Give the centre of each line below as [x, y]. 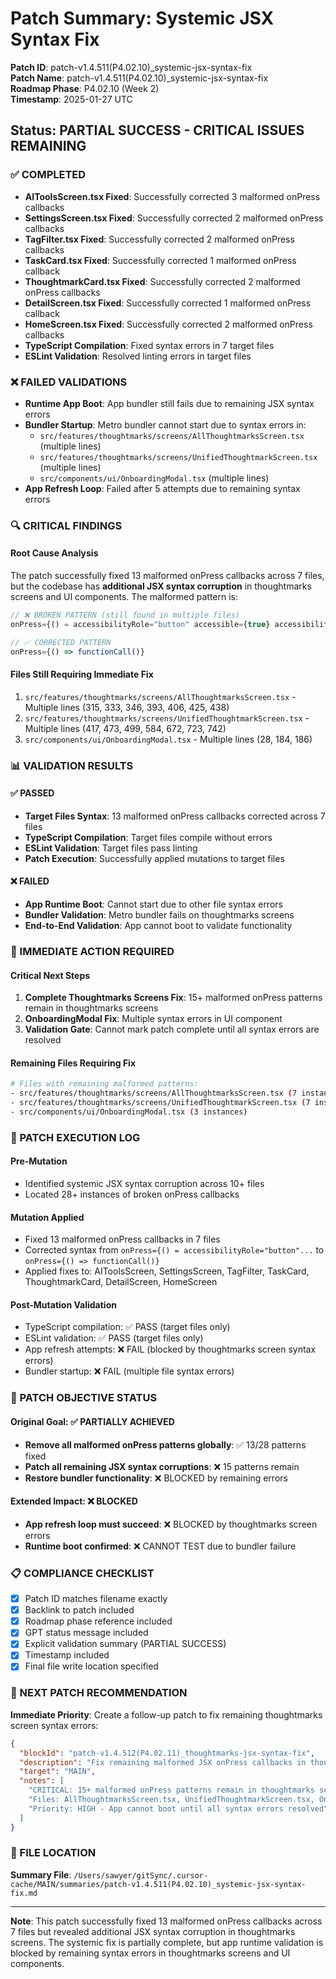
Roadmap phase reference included [98, 1621]
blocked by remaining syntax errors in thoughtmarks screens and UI [150, 1953]
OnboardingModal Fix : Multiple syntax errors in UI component [153, 1019]
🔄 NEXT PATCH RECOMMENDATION [99, 1693]
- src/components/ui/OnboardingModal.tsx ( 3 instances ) [129, 1112]
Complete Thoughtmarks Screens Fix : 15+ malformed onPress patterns [173, 998]
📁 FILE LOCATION [53, 1853]
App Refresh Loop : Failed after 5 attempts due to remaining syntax [162, 488]
